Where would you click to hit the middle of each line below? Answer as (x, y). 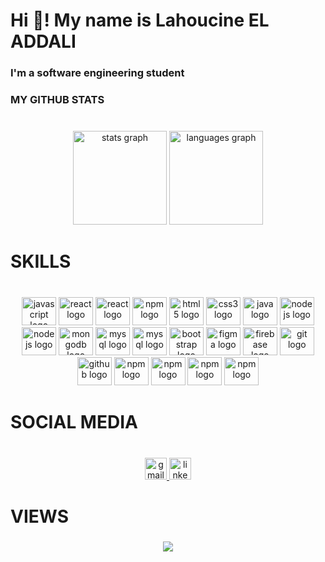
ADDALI (43, 41)
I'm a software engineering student (97, 73)
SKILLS (41, 261)
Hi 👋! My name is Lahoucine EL (140, 20)
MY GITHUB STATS (57, 100)
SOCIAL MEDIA (74, 422)
